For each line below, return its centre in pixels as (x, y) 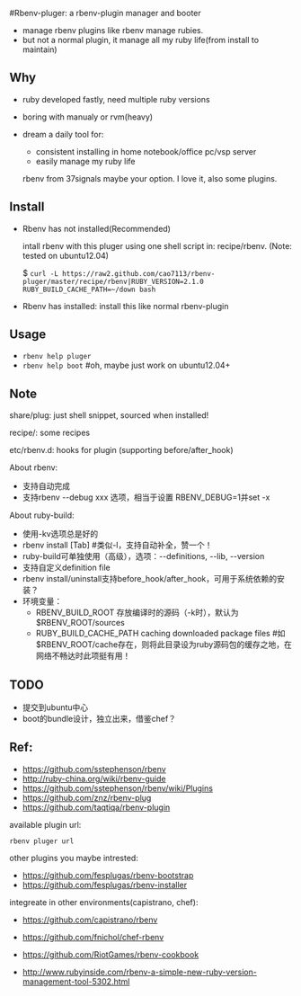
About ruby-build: (42, 515)
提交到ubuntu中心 (55, 707)
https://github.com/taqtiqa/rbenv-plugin (96, 807)
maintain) (40, 49)
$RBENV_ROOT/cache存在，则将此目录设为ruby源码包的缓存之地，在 (164, 645)
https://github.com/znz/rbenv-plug (87, 797)
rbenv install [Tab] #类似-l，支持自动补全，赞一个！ (117, 545)
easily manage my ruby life (85, 161)
